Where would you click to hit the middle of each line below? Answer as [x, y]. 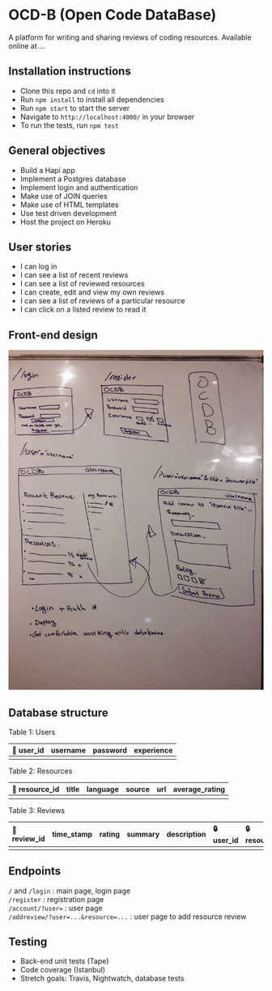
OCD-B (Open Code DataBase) [113, 15]
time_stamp [72, 834]
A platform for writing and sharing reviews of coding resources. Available [130, 37]
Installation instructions [70, 72]
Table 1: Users [32, 732]
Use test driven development [68, 213]
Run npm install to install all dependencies [92, 100]
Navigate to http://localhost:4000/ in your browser [107, 116]
